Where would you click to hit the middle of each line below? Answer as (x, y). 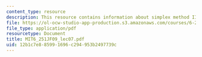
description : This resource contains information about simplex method (98, 17)
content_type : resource (36, 12)
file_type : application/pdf (41, 28)
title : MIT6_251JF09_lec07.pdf (45, 39)
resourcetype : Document (36, 34)
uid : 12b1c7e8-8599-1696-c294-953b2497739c (62, 45)
